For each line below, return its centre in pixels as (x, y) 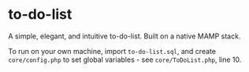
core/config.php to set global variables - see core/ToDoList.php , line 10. (125, 59)
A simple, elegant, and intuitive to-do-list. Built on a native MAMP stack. (124, 36)
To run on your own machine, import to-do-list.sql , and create (112, 51)
